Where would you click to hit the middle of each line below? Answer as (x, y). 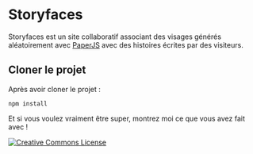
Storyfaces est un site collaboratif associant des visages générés (115, 37)
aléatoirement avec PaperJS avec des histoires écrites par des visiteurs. (126, 44)
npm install (28, 104)
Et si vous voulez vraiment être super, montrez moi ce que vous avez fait (127, 118)
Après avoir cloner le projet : (55, 89)
